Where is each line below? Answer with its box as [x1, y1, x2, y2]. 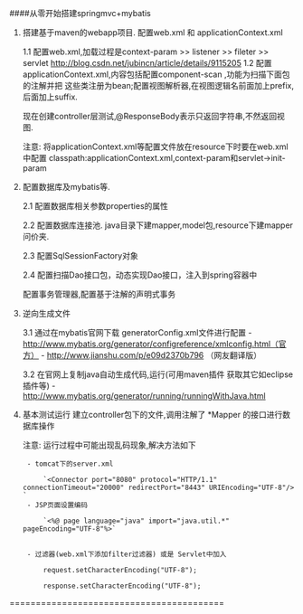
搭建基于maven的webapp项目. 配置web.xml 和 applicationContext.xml [22, 27, 283, 38]
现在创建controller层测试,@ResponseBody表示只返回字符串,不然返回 [22, 111, 278, 121]
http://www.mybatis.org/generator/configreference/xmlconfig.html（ [22, 338, 279, 349]
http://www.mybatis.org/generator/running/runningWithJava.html [22, 391, 266, 401]
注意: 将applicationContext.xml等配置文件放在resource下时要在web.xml [22, 141, 289, 152]
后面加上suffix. [22, 91, 79, 102]
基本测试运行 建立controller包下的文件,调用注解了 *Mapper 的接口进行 [22, 410, 283, 420]
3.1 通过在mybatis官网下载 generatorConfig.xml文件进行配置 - [22, 327, 252, 337]
